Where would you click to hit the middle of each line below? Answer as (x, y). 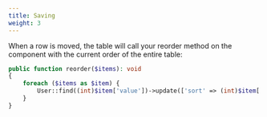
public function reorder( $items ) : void (75, 68)
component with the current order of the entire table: (95, 54)
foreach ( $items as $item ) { (71, 84)
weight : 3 (25, 23)
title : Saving (32, 16)
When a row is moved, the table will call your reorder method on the (120, 45)
